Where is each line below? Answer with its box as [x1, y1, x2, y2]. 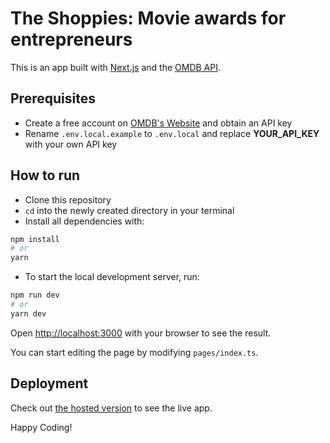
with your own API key [24, 138, 118, 150]
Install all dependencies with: [24, 215, 145, 227]
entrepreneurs [10, 28, 133, 51]
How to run [10, 167, 81, 184]
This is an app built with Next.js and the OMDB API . [10, 61, 221, 73]
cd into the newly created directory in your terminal [24, 204, 235, 216]
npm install [10, 234, 60, 244]
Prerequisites [10, 90, 96, 107]
